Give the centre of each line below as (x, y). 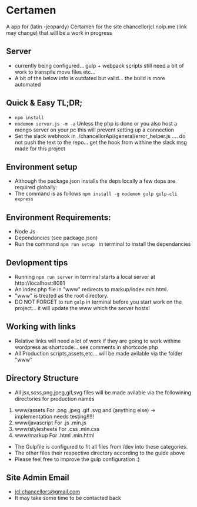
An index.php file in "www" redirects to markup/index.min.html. (91, 289)
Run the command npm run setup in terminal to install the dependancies (103, 244)
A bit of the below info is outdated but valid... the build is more (90, 78)
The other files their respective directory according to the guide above (100, 453)
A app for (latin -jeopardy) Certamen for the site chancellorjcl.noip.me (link (96, 27)
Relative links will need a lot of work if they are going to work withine (98, 341)
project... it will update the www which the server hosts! (82, 308)
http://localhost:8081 (40, 283)
